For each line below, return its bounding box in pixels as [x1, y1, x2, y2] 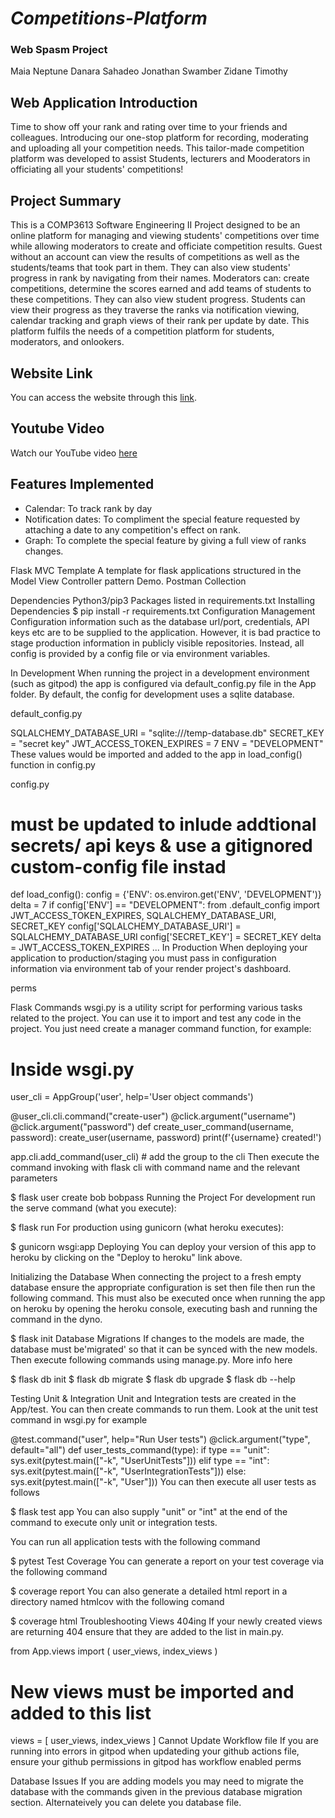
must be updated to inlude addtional [10, 813, 317, 836]
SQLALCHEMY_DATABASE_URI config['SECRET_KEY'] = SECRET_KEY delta [10, 931, 322, 943]
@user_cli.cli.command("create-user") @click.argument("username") [10, 1110, 297, 1122]
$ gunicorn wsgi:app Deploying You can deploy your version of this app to [10, 1241, 317, 1253]
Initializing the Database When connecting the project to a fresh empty [10, 1271, 302, 1283]
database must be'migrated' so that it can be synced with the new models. [10, 1343, 318, 1356]
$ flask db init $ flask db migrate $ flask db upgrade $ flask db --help [10, 1373, 296, 1386]
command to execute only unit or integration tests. [10, 1517, 218, 1529]
